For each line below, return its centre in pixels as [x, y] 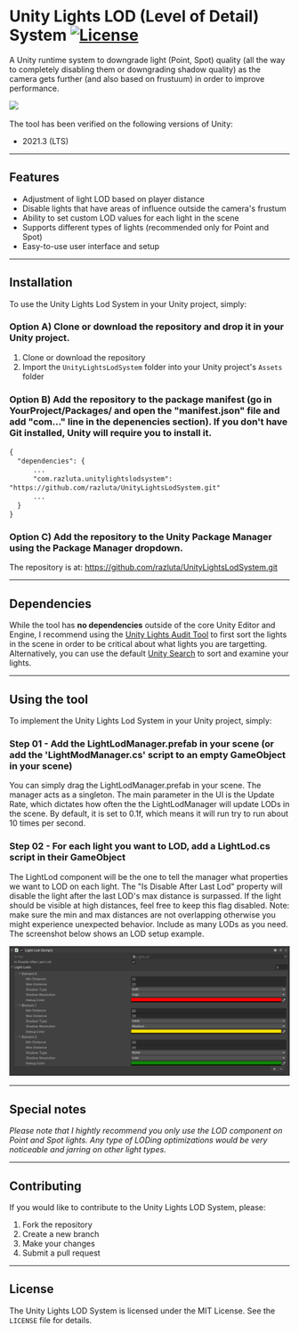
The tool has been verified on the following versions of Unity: [121, 124]
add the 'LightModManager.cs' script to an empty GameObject [148, 755]
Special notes [48, 1109]
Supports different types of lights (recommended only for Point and [145, 227]
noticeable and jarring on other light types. [88, 1150]
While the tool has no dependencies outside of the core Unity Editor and [142, 626]
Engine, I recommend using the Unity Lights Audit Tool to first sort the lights [148, 634]
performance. [34, 88]
